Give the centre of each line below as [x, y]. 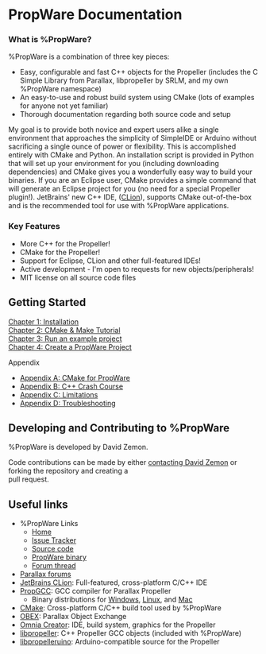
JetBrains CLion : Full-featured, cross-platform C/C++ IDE [114, 582]
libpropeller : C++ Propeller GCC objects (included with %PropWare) [131, 633]
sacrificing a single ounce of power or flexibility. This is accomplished [122, 147]
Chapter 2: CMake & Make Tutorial [64, 330]
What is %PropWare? [50, 40]
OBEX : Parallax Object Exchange [73, 617]
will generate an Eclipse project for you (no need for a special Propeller [124, 189]
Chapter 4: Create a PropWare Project [70, 346]
